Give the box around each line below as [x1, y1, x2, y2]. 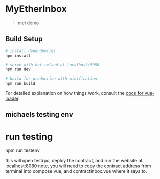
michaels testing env [5, 110, 73, 119]
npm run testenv [5, 147, 40, 154]
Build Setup [5, 35, 43, 43]
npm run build [5, 81, 36, 86]
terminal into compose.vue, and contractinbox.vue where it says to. [5, 168, 147, 174]
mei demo [17, 20, 39, 26]
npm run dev [5, 67, 31, 72]
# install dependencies [5, 48, 56, 54]
